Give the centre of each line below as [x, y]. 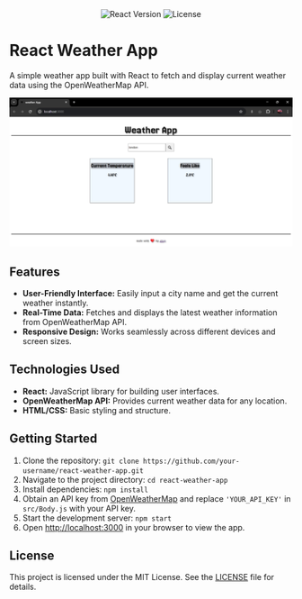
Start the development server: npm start [97, 518]
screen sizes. [47, 341]
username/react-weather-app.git [83, 471]
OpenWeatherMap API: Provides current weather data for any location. [155, 401]
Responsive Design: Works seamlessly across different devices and [149, 331]
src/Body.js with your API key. [79, 508]
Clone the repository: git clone [80, 460]
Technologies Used [64, 370]
